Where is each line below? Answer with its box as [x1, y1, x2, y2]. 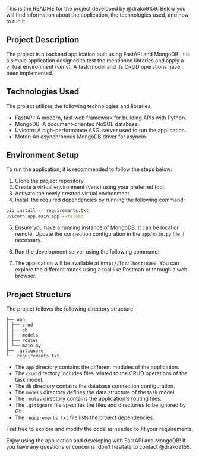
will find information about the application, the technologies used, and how [6, 11, 189, 18]
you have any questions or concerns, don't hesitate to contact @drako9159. [6, 444, 192, 450]
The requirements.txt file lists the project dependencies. [14, 414, 154, 421]
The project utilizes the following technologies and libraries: [6, 102, 153, 109]
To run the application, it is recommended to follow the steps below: [6, 166, 172, 173]
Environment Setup [6, 150, 79, 160]
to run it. [6, 18, 27, 24]
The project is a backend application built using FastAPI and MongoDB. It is [6, 50, 190, 58]
